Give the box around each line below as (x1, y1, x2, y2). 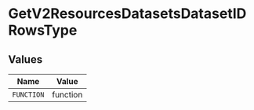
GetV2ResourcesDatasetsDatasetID (8, 5, 247, 23)
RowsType (8, 21, 78, 39)
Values (8, 53, 43, 66)
